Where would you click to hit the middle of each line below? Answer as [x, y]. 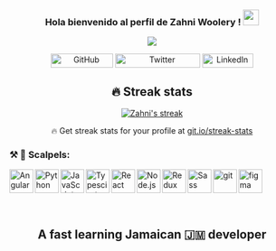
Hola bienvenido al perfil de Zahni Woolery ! [143, 22]
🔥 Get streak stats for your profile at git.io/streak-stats [152, 131]
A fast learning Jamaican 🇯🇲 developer [152, 234]
